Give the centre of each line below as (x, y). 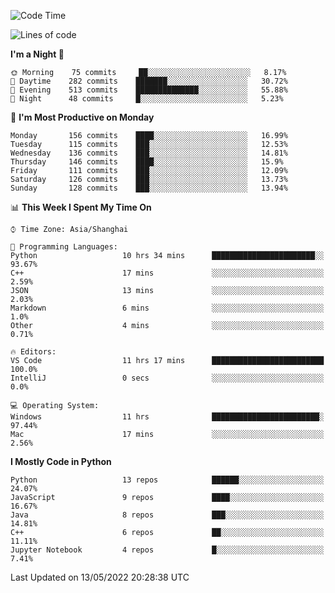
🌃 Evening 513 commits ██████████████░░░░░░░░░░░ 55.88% (149, 90)
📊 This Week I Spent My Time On (81, 207)
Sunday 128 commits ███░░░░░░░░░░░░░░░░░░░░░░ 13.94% (149, 188)
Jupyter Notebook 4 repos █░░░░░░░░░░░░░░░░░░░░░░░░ (167, 550)
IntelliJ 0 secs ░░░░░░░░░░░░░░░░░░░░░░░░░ (167, 378)
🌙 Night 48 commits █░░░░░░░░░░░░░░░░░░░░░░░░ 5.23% (147, 99)
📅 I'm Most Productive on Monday (82, 117)
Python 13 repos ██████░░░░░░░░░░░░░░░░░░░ (167, 480)
